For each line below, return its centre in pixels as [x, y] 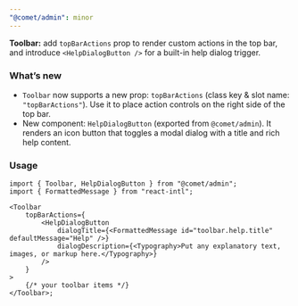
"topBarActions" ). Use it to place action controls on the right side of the [153, 104]
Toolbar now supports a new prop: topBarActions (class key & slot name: [156, 95]
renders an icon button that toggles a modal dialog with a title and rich [151, 132]
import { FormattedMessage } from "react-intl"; [101, 192]
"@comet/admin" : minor [51, 17]
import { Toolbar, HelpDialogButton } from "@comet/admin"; [124, 184]
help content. [46, 142]
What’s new [36, 75]
